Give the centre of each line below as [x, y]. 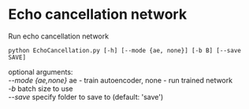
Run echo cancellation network [58, 36]
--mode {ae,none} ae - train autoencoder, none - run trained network [121, 80]
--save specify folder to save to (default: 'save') [86, 96]
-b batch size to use [41, 89]
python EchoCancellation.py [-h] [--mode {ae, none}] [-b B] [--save [125, 50]
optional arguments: [41, 71]
